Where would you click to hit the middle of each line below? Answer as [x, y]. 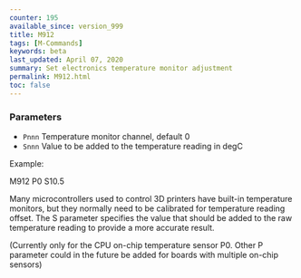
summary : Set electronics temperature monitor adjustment [121, 69]
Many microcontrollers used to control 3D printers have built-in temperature [151, 198]
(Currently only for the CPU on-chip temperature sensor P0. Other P [136, 244]
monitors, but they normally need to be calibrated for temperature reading [147, 208]
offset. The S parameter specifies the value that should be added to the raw [151, 217]
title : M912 [32, 34]
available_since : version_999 [67, 26]
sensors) [26, 264]
